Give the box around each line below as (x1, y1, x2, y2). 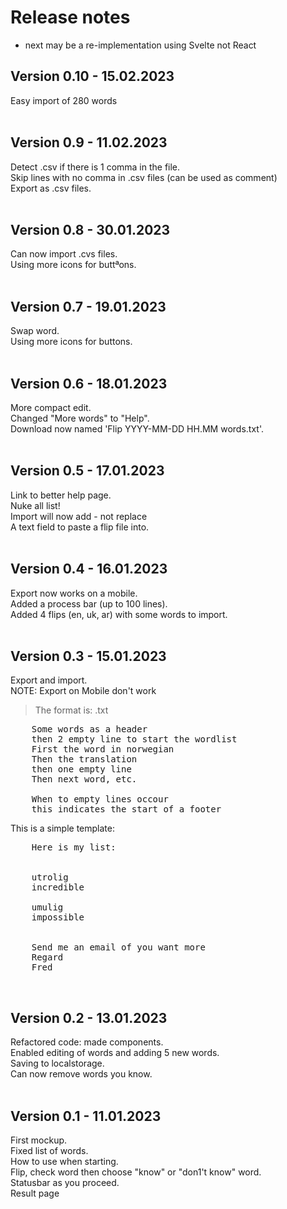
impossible (31, 912, 85, 923)
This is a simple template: (10, 822, 115, 835)
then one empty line (31, 764, 132, 775)
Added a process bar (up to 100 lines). (10, 597, 168, 610)
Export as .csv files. (10, 182, 92, 194)
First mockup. (10, 1134, 68, 1146)
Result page (10, 1187, 60, 1200)
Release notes (10, 6, 131, 29)
